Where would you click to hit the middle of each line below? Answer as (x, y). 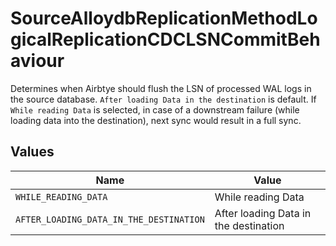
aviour (37, 61)
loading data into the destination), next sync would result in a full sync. (156, 120)
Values (32, 152)
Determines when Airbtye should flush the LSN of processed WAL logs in (161, 88)
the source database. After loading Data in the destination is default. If (163, 99)
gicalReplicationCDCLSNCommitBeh (165, 39)
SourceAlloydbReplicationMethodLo (164, 18)
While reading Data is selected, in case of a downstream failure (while (155, 109)
